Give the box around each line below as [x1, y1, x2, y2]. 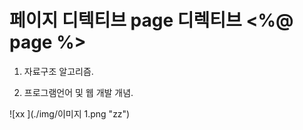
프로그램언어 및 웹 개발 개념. [23, 86, 134, 98]
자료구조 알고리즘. [23, 65, 94, 77]
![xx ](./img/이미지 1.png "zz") [9, 107, 131, 120]
